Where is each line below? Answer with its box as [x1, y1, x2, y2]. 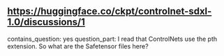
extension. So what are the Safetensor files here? [7, 41, 149, 50]
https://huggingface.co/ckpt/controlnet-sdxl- [7, 6, 212, 17]
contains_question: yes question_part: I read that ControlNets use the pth [7, 35, 218, 43]
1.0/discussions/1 [7, 17, 86, 28]
